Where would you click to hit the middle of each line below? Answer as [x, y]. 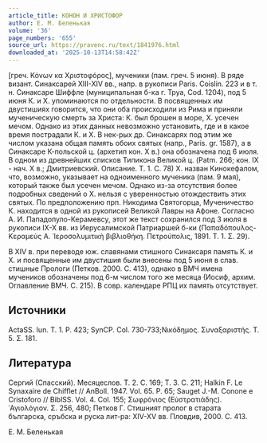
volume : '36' [30, 30]
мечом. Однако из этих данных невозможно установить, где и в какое [129, 126]
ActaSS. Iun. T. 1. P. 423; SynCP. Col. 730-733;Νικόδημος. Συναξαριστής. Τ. [134, 329]
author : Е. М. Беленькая [49, 23]
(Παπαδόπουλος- [228, 227]
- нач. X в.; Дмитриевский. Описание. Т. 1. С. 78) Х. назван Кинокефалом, [134, 169]
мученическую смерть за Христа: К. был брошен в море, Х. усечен [124, 118]
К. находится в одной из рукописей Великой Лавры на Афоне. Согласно [132, 211]
